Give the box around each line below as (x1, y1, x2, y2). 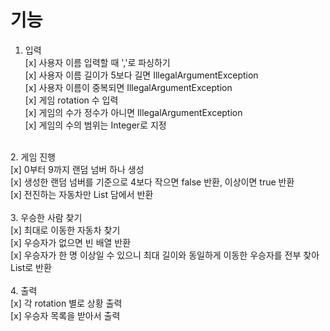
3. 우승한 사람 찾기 (10, 211, 83, 223)
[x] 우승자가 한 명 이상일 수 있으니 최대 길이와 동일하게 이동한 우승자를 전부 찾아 (10, 249, 320, 261)
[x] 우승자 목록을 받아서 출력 (10, 309, 121, 321)
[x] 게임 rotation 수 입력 (24, 94, 119, 106)
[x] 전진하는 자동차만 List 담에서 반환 (10, 188, 154, 200)
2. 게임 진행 (10, 151, 56, 163)
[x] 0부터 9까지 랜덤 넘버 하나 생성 (10, 163, 145, 175)
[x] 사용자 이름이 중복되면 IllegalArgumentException (24, 81, 233, 93)
